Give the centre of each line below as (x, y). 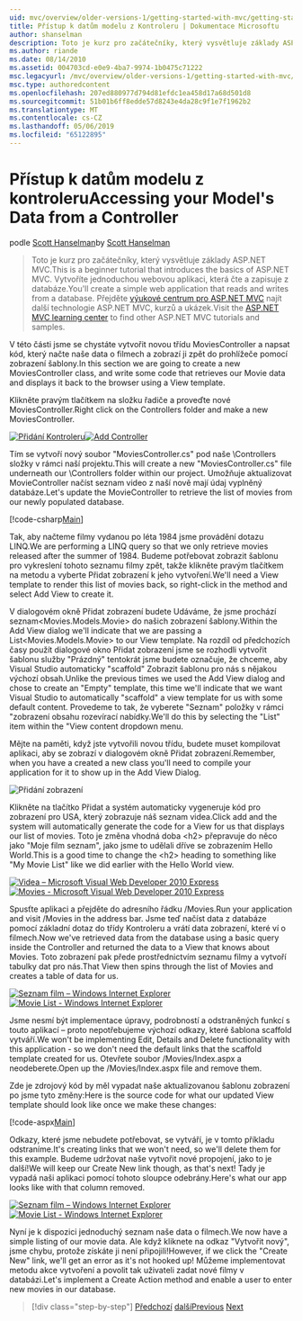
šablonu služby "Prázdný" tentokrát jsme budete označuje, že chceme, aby (148, 659)
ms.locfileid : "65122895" (58, 135)
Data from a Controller (94, 218)
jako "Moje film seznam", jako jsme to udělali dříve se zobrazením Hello (141, 845)
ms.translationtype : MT (54, 110)
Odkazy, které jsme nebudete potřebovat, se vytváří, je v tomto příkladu (142, 1139)
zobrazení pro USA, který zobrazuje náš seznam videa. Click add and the (143, 816)
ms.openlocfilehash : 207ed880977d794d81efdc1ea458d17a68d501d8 (130, 93)
